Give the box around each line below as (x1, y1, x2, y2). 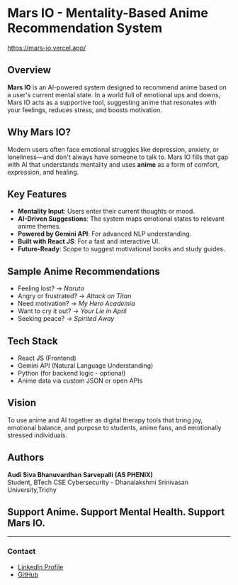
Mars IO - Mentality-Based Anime (7, 5, 209, 21)
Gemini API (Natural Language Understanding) (17, 361, 154, 370)
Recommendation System (7, 20, 163, 36)
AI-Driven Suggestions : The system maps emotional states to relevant (17, 214, 225, 223)
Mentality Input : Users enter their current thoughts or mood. (17, 207, 195, 216)
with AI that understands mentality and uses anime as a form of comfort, (7, 160, 220, 168)
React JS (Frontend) (17, 354, 76, 362)
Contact (7, 547, 36, 557)
